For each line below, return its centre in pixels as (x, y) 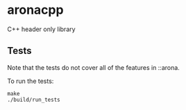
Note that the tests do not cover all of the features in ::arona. (94, 67)
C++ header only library (41, 29)
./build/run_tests (34, 100)
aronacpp (35, 10)
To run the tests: (31, 81)
